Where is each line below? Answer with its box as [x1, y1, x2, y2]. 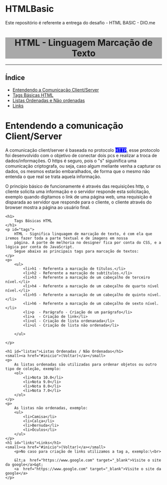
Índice [5, 74, 25, 82]
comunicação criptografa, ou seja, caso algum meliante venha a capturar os [5, 163, 161, 169]
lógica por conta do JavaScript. [5, 244, 75, 249]
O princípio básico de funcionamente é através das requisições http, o [5, 183, 149, 189]
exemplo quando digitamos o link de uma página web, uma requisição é [5, 194, 152, 199]
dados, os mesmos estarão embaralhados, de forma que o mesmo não [5, 168, 150, 174]
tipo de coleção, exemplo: [5, 366, 61, 371]
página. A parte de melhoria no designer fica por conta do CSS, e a [14, 240, 162, 245]
